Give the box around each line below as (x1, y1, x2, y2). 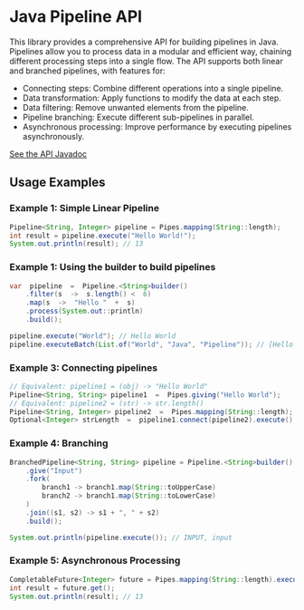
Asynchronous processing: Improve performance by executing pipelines (22, 121, 292, 132)
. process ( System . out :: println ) (25, 306, 144, 316)
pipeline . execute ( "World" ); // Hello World (9, 331, 176, 341)
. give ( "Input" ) (25, 466, 83, 475)
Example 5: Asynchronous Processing (9, 555, 181, 567)
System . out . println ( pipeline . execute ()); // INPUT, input (9, 533, 233, 542)
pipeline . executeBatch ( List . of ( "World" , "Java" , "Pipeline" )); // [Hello (9, 340, 294, 349)
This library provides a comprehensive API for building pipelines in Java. (9, 36, 279, 47)
